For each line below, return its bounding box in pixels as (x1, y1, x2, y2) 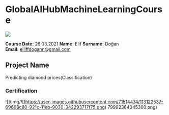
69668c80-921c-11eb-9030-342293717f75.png (5, 104, 105, 110)
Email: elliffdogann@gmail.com (5, 46, 71, 52)
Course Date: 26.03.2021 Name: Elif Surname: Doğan (5, 41, 119, 47)
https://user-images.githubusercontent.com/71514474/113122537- (25, 99, 164, 105)
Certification (5, 87, 38, 94)
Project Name (5, 61, 49, 70)
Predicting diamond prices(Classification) (5, 74, 93, 80)
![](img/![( (5, 99, 25, 105)
